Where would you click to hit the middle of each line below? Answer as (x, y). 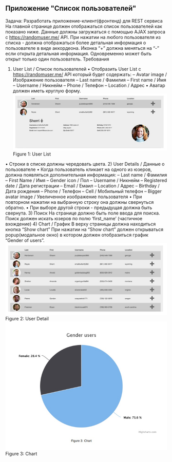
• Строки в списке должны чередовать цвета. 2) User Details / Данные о (85, 164)
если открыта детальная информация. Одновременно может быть (79, 53)
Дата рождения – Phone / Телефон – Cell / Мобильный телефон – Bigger (84, 191)
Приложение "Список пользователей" (71, 8)
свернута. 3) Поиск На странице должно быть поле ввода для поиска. (83, 213)
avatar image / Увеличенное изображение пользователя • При (74, 197)
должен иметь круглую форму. (47, 91)
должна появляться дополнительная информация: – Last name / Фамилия (86, 175)
